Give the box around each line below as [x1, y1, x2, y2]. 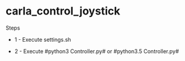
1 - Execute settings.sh [14, 36, 71, 43]
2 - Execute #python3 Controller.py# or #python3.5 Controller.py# [14, 47, 180, 55]
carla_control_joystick [5, 4, 120, 18]
